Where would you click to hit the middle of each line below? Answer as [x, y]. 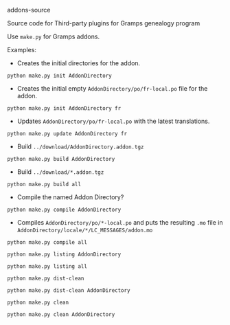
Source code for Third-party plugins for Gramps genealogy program [104, 23]
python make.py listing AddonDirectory [64, 254]
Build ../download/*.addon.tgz [60, 172]
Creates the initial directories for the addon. [79, 63]
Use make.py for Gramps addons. [54, 36]
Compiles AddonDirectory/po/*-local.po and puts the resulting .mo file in [120, 222]
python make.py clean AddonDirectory [61, 315]
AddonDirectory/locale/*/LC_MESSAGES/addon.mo [85, 230]
